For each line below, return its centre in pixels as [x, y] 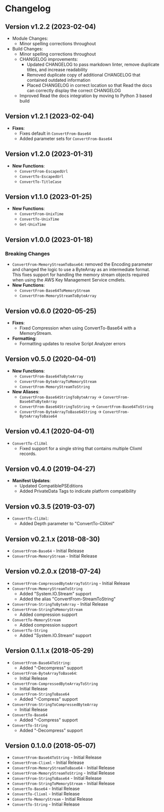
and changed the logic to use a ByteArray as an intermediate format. [81, 270]
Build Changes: [27, 49]
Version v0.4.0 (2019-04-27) [50, 469]
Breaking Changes [28, 254]
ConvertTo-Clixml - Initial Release [46, 794]
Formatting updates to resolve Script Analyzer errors [72, 343]
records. [28, 454]
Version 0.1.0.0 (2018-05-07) [50, 746]
